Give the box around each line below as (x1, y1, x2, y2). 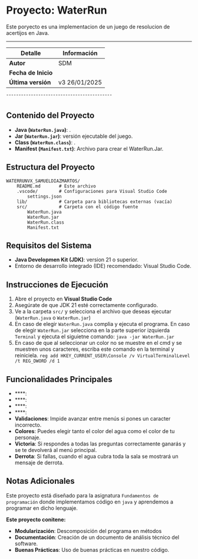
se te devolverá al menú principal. (14, 447, 97, 453)
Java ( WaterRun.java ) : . (14, 126, 71, 133)
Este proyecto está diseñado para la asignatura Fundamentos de (6, 492, 159, 499)
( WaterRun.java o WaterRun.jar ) (14, 314, 91, 321)
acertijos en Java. (6, 29, 49, 36)
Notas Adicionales (6, 476, 75, 486)
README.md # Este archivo (16, 183, 96, 189)
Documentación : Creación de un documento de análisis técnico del (14, 534, 180, 541)
